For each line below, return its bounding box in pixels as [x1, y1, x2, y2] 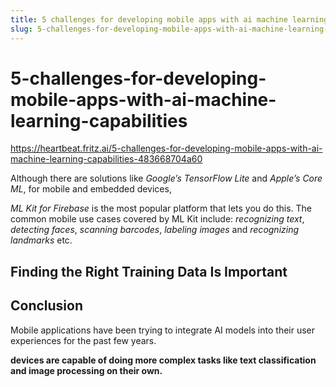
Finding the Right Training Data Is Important [10, 263, 288, 280]
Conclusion [10, 297, 84, 315]
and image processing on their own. [10, 364, 163, 376]
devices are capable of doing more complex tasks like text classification [10, 354, 317, 366]
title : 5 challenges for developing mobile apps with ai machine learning [10, 14, 329, 25]
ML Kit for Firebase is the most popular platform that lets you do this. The [10, 202, 313, 215]
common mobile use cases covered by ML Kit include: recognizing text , [10, 213, 305, 225]
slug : [10, 24, 33, 34]
